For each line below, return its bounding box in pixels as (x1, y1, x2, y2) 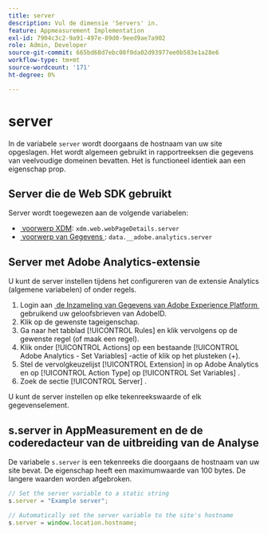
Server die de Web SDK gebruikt (8, 187, 172, 200)
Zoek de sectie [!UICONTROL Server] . (19, 376, 148, 387)
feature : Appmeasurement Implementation (8, 26, 145, 34)
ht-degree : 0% (8, 71, 56, 79)
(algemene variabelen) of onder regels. (8, 285, 137, 295)
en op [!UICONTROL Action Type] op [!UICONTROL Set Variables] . (19, 368, 241, 378)
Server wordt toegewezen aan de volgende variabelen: (8, 208, 189, 218)
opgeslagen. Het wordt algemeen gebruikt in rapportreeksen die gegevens (8, 147, 254, 156)
